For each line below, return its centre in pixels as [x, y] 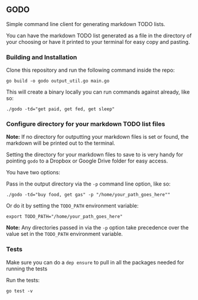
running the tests [27, 269]
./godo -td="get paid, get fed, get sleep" [61, 109]
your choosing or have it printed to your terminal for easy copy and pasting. [98, 42]
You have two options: [33, 173]
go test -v [20, 291]
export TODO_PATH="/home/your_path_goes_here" [64, 217]
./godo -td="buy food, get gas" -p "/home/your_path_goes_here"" [88, 195]
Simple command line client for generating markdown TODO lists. [86, 24]
